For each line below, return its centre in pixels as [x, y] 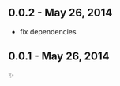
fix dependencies [48, 31]
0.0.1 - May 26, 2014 [59, 57]
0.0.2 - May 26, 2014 [60, 13]
